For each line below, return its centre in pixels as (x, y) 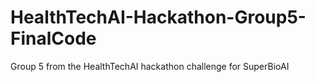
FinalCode (53, 38)
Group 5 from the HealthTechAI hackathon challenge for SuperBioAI (150, 66)
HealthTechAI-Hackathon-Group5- (158, 17)
